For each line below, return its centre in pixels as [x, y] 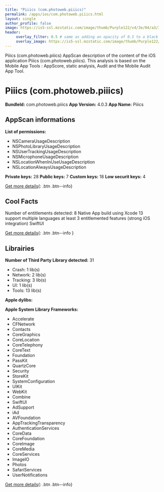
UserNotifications [30, 475]
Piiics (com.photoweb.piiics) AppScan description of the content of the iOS [81, 55]
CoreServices [26, 454]
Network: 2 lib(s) [29, 275]
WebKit [20, 392]
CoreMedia [23, 449]
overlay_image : [31, 42]
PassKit [20, 361]
